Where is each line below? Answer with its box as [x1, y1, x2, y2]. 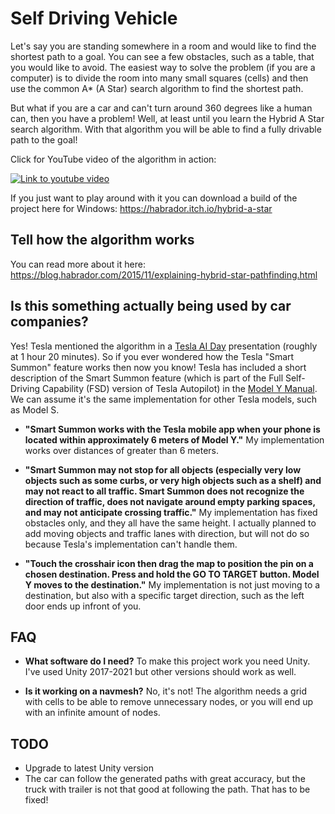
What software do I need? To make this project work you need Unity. [24, 655, 311, 667]
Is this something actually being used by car [10, 298, 292, 315]
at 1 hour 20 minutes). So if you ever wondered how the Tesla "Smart [10, 350, 295, 362]
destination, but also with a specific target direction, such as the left [24, 589, 305, 601]
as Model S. [10, 403, 60, 416]
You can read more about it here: [10, 258, 146, 270]
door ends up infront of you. [24, 600, 142, 612]
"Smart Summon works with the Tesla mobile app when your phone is [24, 423, 321, 435]
